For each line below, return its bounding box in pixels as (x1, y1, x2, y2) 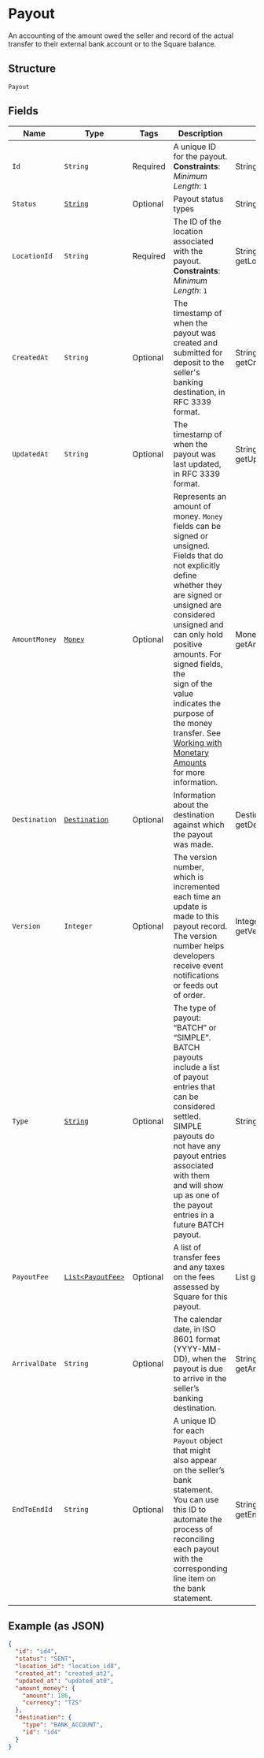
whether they (173, 579, 222, 590)
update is (173, 900, 208, 911)
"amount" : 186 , (22, 1692, 72, 1700)
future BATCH (173, 1219, 225, 1230)
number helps (173, 940, 225, 951)
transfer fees (173, 1251, 221, 1262)
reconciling (173, 1533, 214, 1544)
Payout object (173, 1435, 223, 1446)
